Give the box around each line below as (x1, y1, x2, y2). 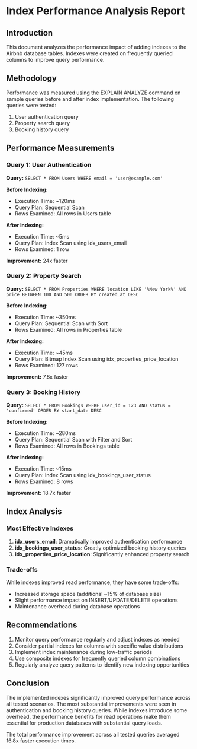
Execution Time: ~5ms (14, 233, 70, 240)
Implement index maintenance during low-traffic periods (14, 648, 153, 655)
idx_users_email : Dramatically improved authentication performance (14, 538, 183, 545)
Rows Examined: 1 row (14, 245, 70, 253)
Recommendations (6, 620, 77, 630)
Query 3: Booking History (6, 388, 81, 396)
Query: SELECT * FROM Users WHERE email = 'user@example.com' (6, 174, 163, 182)
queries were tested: (6, 101, 57, 109)
